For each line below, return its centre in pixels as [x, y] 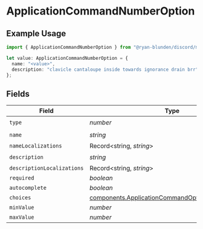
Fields [18, 94]
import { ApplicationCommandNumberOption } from [69, 47]
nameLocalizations [36, 146]
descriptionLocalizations [47, 168]
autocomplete [28, 188]
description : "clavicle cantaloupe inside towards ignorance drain [98, 69]
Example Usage [36, 34]
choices [20, 198]
